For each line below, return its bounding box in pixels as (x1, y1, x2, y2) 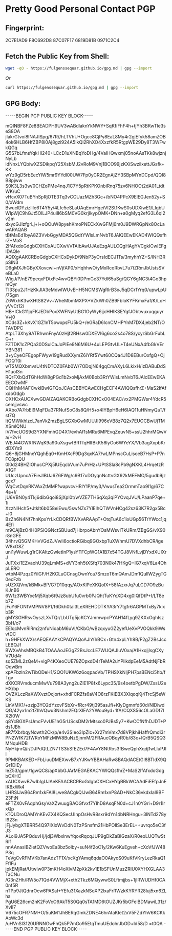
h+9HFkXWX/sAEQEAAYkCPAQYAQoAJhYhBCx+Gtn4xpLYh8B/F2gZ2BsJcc (5, 636, 167, 643)
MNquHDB (5, 740, 28, 746)
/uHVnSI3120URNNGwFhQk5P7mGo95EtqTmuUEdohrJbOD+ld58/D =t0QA (5, 921, 163, 927)
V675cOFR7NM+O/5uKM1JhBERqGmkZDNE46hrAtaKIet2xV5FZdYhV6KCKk (5, 910, 165, 916)
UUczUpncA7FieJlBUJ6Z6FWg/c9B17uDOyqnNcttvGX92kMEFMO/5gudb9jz (5, 473, 166, 479)
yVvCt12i (5, 303, 24, 309)
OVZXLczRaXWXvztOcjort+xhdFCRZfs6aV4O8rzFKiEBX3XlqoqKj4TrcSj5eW (5, 691, 166, 697)
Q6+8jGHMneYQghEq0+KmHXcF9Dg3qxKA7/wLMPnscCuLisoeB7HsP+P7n (5, 451, 165, 457)
